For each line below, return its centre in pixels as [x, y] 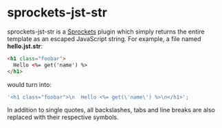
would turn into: [29, 84]
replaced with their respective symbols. [63, 117]
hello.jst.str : [25, 46]
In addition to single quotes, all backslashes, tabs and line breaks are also [111, 110]
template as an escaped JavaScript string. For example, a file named [104, 38]
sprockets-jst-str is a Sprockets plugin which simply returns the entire [106, 31]
